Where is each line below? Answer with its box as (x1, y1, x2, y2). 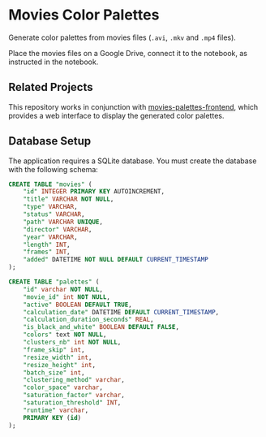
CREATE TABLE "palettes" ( (8, 278, 100, 286)
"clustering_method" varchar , (23, 376, 126, 384)
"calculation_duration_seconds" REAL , (23, 315, 154, 324)
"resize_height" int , (23, 361, 96, 369)
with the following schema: (8, 164, 99, 174)
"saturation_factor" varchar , (23, 392, 126, 400)
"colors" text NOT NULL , (23, 331, 107, 339)
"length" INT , (23, 240, 71, 249)
